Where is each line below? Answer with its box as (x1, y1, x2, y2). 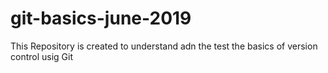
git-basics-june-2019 (10, 7, 192, 30)
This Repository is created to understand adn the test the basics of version (10, 40, 318, 52)
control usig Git (10, 50, 74, 62)
